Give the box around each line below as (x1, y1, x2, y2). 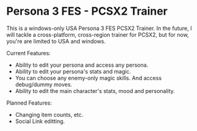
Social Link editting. (15, 118, 65, 125)
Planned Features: (6, 99, 52, 107)
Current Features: (6, 49, 51, 56)
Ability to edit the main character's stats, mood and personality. (15, 87, 176, 94)
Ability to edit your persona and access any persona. (15, 61, 149, 69)
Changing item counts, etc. (15, 111, 84, 118)
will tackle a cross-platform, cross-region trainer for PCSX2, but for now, (6, 31, 189, 38)
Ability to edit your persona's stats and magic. (15, 67, 132, 75)
